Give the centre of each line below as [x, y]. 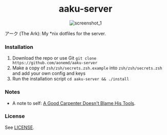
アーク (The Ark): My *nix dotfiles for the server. [55, 33]
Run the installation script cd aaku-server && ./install [70, 79]
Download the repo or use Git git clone [54, 58]
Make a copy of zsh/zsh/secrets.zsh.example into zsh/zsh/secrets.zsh [87, 68]
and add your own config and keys [49, 73]
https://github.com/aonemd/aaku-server [55, 63]
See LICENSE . [19, 127]
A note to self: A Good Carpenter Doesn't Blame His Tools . [74, 103]
